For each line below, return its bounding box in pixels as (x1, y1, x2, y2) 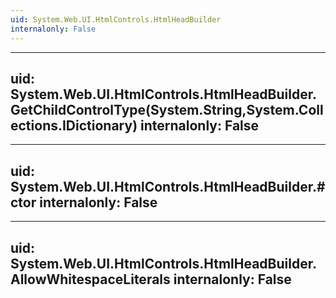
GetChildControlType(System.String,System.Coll (10, 101, 324, 118)
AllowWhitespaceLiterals (10, 271, 171, 288)
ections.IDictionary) (10, 117, 138, 134)
